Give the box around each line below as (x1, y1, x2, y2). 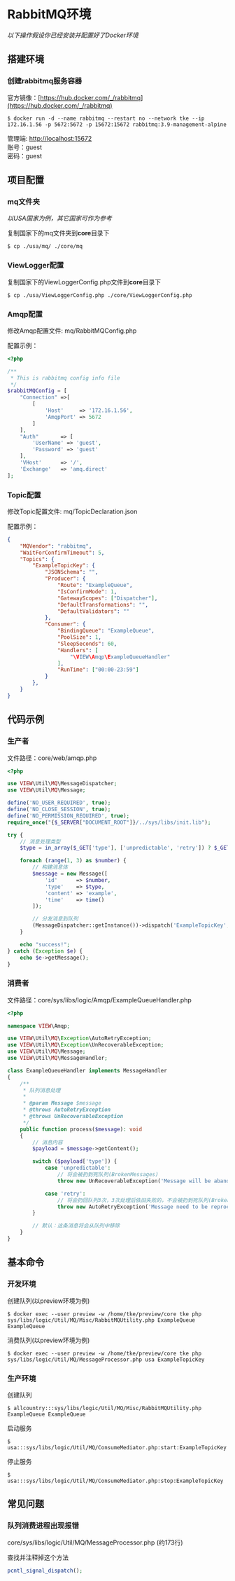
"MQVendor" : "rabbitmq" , (20, 542, 92, 550)
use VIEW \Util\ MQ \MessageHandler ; (7, 1055, 108, 1062)
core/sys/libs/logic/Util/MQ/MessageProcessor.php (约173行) (7, 1538, 183, 1547)
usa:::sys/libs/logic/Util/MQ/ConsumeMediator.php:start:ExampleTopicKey (7, 1444, 227, 1451)
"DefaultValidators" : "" (57, 607, 130, 615)
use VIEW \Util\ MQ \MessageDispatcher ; (7, 780, 117, 787)
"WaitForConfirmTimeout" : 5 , (20, 549, 105, 556)
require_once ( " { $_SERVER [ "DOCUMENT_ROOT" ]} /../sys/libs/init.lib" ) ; (7, 819, 211, 826)
